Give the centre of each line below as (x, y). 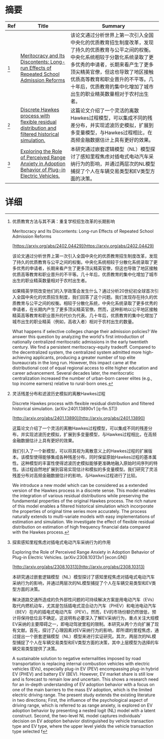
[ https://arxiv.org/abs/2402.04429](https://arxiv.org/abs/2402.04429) (83, 246)
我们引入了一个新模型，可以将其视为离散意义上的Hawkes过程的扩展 (80, 451)
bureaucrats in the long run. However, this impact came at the (74, 362)
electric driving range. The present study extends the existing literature (83, 695)
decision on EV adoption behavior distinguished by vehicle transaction (83, 721)
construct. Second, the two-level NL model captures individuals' (77, 715)
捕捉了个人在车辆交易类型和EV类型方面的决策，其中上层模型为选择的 (85, 642)
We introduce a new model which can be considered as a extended (80, 485)
